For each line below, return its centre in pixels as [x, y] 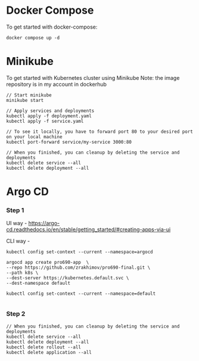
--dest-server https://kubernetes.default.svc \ [68, 278]
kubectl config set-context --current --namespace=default [81, 294]
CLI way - [18, 241]
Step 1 [15, 210]
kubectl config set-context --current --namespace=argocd [80, 252]
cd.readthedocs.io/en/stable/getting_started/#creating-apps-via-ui [88, 229]
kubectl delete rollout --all [44, 347]
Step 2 [16, 314]
